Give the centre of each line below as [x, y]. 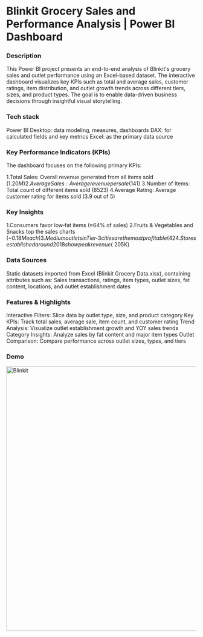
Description [24, 56]
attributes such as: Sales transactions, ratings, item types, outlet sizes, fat [98, 280]
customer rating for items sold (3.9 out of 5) [61, 196]
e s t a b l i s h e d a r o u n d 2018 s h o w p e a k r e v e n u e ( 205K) [68, 245]
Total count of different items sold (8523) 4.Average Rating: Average [91, 190]
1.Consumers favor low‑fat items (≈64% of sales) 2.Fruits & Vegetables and [100, 225]
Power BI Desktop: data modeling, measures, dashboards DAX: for [89, 130]
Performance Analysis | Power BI [91, 24]
